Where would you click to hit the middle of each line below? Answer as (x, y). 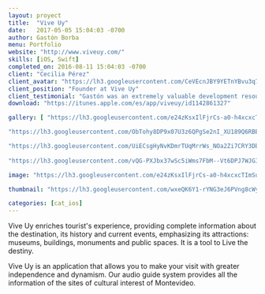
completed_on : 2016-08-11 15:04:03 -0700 (77, 67)
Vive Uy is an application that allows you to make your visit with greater (124, 266)
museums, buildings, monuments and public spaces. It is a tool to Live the (128, 243)
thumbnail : (26, 189)
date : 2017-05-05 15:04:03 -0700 (67, 30)
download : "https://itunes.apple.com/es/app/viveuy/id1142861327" (119, 103)
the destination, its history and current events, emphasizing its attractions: (129, 234)
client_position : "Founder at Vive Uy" (74, 89)
